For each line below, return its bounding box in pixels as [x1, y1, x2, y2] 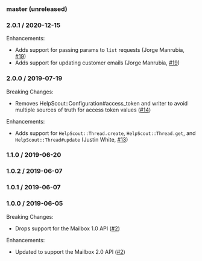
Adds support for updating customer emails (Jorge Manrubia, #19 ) [14, 59, 180, 66]
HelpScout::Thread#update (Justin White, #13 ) [14, 136, 128, 143]
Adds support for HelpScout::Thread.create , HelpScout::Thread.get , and [14, 129, 196, 137]
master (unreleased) [6, 5, 68, 13]
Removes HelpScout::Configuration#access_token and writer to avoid [14, 99, 188, 107]
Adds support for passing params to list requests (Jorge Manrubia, [14, 46, 185, 54]
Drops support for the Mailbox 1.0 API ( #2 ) [14, 225, 121, 232]
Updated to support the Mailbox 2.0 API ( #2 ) [14, 248, 125, 255]
